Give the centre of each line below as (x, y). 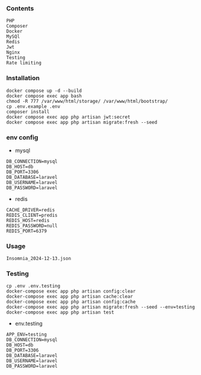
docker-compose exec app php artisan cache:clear (70, 297)
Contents (20, 8)
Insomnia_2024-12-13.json (39, 259)
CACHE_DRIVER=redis (31, 210)
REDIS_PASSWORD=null (32, 226)
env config (22, 137)
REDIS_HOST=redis (28, 220)
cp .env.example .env (33, 107)
